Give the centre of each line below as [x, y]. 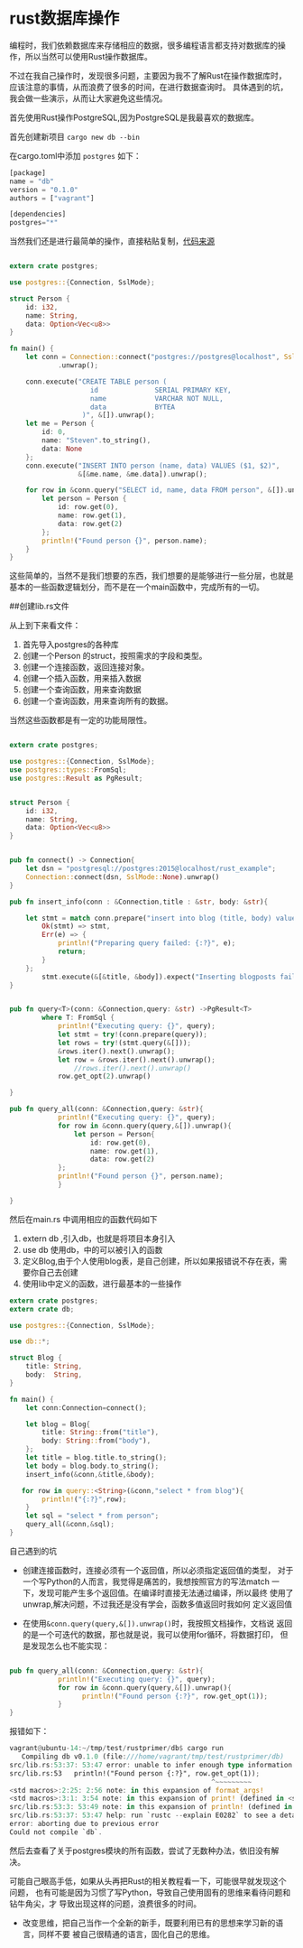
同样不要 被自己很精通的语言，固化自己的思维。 [126, 1934]
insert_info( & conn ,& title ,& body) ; [90, 1474]
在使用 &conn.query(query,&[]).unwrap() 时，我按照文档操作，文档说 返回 [157, 1623]
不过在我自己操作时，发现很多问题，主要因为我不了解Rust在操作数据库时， [148, 75]
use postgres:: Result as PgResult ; [76, 778]
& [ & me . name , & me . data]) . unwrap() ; [142, 474]
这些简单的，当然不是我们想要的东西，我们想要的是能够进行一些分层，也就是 [151, 576]
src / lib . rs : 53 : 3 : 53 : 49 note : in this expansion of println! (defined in [151, 1807]
